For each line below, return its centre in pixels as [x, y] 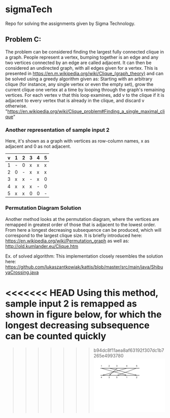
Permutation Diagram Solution [43, 208]
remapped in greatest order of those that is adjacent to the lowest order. [81, 225]
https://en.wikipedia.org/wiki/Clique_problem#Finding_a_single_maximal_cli [86, 111]
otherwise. [16, 106]
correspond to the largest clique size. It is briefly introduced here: [74, 235]
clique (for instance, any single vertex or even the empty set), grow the [79, 84]
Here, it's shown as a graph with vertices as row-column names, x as [77, 141]
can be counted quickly [56, 336]
